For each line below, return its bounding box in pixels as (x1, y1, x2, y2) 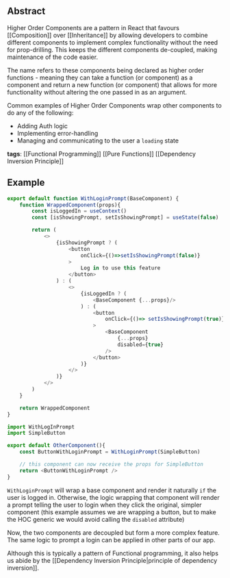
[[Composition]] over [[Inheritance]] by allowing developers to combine (7, 31, 208, 39)
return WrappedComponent (19, 405, 90, 411)
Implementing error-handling (16, 129, 99, 137)
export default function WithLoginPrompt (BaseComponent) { (7, 195, 179, 202)
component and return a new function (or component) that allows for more (7, 80, 218, 88)
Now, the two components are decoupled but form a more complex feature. (7, 528, 220, 537)
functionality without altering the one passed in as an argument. (7, 88, 187, 96)
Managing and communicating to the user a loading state (16, 136, 179, 145)
